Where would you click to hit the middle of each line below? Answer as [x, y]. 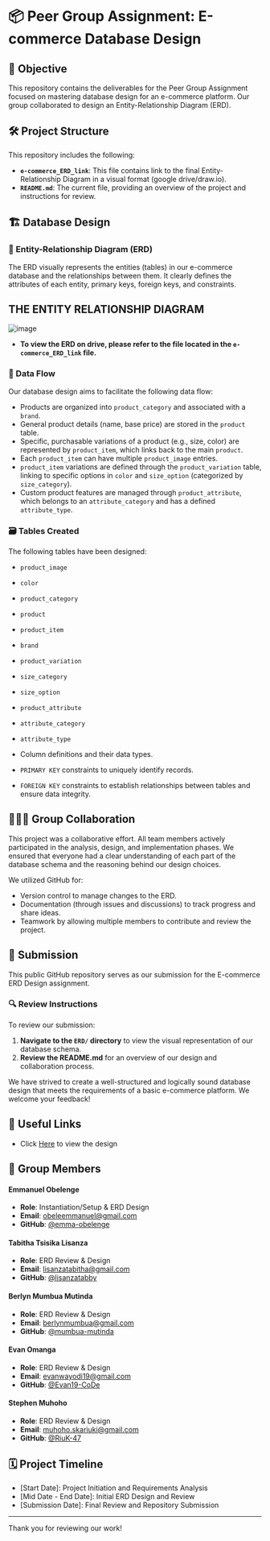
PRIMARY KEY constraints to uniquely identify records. [107, 770]
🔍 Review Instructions [53, 1004]
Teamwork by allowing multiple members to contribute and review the [135, 921]
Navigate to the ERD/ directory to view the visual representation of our [136, 1040]
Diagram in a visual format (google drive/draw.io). [145, 179]
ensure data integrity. [55, 794]
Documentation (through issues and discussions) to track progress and [137, 904]
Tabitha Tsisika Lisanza [48, 1242]
